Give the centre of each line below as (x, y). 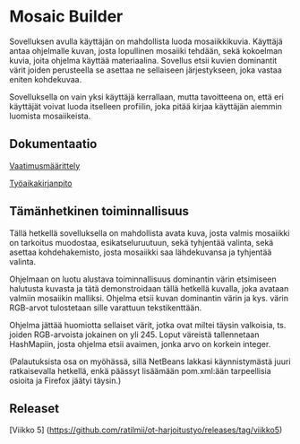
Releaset (34, 409)
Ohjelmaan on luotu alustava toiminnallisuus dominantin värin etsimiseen (143, 279)
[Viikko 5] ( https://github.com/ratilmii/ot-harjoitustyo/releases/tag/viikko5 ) (146, 430)
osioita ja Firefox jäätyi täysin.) (65, 380)
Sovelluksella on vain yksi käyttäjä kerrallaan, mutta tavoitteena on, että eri (146, 97)
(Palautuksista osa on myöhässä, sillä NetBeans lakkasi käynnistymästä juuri (150, 361)
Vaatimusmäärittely (45, 165)
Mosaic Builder (66, 17)
